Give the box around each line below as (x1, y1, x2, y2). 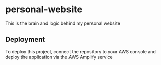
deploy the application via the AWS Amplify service (5, 54, 113, 60)
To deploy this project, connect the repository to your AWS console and (5, 48, 156, 54)
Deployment (5, 35, 45, 44)
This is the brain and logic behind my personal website (5, 20, 120, 26)
